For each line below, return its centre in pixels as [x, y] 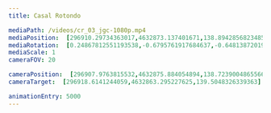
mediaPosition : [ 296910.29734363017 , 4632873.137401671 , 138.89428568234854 [138, 38]
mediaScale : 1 [32, 53]
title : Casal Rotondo [45, 16]
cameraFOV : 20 [32, 60]
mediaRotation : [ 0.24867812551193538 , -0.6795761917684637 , [112, 45]
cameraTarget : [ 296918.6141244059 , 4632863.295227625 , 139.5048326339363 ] [135, 82]
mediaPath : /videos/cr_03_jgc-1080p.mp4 [77, 30]
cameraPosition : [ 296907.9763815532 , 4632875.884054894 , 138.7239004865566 [137, 75]
